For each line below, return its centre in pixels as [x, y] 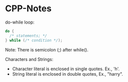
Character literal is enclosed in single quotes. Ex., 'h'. [66, 69]
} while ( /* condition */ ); [34, 40]
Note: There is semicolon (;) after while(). [47, 50]
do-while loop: [20, 22]
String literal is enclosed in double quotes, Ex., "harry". [67, 74]
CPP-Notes [28, 9]
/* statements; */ [29, 36]
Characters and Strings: [29, 59]
